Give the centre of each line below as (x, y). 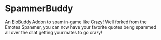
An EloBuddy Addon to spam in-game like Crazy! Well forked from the (76, 22)
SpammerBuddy (39, 9)
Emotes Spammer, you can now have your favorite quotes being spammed (81, 27)
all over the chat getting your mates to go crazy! (54, 32)
